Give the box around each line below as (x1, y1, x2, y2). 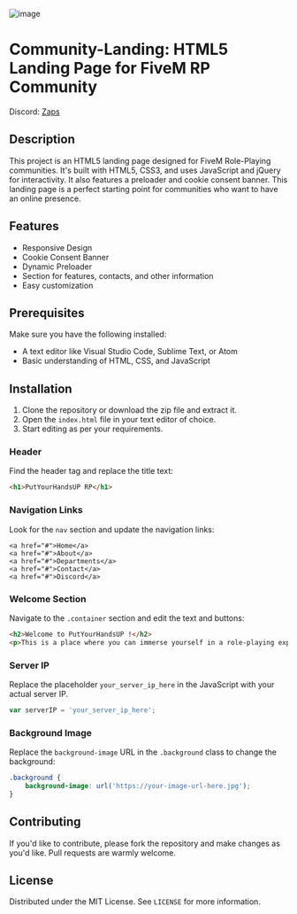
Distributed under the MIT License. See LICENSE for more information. (9, 896, 261, 907)
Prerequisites (9, 306, 85, 321)
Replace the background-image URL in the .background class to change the (9, 747, 277, 757)
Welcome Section (9, 593, 87, 605)
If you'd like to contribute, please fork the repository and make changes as (9, 838, 281, 848)
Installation (9, 381, 72, 396)
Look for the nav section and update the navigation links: (9, 523, 215, 535)
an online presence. (9, 193, 81, 204)
